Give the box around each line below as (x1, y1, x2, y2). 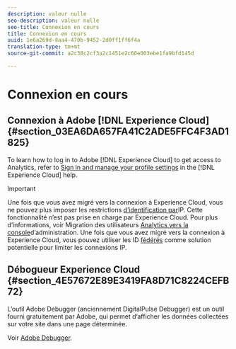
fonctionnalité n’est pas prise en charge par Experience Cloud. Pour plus (7, 213, 218, 222)
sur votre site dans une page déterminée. (7, 319, 127, 328)
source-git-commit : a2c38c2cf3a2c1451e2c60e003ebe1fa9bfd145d (7, 50, 194, 57)
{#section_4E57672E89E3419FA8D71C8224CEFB (7, 275, 230, 287)
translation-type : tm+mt (7, 43, 81, 50)
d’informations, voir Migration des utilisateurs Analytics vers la (7, 220, 189, 229)
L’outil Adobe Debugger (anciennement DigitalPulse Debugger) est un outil (7, 304, 225, 313)
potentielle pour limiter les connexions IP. (7, 243, 127, 251)
